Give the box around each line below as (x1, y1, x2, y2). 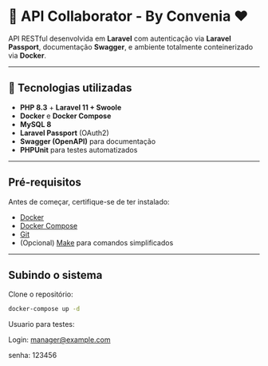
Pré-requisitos (8, 176, 82, 189)
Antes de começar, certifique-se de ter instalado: (8, 197, 170, 206)
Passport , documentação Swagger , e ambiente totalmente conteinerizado (8, 42, 254, 51)
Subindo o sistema (8, 268, 103, 282)
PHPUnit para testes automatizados (19, 145, 138, 154)
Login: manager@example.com (8, 335, 111, 344)
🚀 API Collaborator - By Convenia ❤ (8, 7, 249, 26)
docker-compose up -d (8, 305, 81, 313)
